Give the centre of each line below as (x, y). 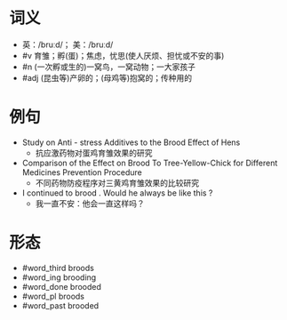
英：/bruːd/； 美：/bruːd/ (68, 44)
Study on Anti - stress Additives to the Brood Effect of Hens (131, 142)
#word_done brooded (62, 286)
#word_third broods (58, 268)
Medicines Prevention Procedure (82, 172)
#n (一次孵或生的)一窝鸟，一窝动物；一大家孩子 (109, 67)
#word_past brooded (60, 305)
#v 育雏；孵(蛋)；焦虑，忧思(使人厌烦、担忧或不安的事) (123, 55)
